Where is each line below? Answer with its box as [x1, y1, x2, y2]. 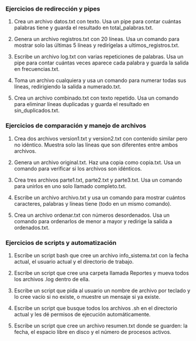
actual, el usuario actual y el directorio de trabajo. [13, 258, 134, 265]
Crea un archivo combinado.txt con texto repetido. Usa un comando [13, 94, 179, 101]
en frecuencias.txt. [13, 66, 60, 73]
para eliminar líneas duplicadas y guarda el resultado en [13, 101, 150, 108]
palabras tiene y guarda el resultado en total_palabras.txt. [13, 24, 154, 31]
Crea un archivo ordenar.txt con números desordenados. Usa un [13, 212, 170, 219]
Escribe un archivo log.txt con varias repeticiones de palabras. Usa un [13, 53, 184, 60]
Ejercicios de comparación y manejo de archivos [5, 122, 147, 130]
